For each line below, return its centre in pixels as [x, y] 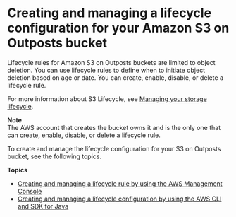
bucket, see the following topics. [55, 156]
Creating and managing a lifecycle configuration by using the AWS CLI [119, 199]
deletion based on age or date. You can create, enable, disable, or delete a [116, 77]
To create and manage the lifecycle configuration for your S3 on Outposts [114, 148]
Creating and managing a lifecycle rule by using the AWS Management [120, 183]
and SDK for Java [43, 206]
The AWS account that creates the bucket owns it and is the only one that [114, 127]
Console [30, 191]
